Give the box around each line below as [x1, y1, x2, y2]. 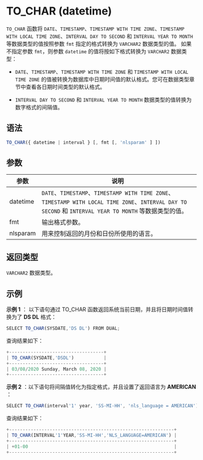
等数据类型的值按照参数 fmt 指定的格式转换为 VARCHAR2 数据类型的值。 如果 [6, 40, 192, 47]
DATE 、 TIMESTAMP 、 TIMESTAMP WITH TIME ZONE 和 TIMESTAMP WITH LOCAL [14, 68, 188, 75]
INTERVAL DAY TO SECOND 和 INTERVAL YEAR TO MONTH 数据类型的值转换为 [14, 96, 192, 103]
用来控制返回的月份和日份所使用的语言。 [41, 230, 157, 238]
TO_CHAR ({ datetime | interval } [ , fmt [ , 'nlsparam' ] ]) [6, 139, 161, 146]
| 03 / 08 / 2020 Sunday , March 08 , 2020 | [6, 366, 107, 372]
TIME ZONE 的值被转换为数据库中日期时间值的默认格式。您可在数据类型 [14, 76, 190, 83]
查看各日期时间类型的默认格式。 [25, 83, 106, 90]
